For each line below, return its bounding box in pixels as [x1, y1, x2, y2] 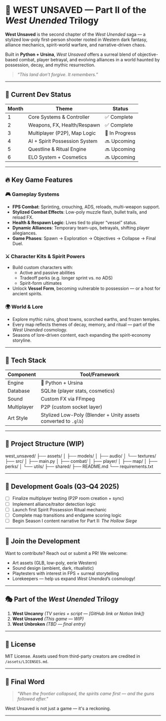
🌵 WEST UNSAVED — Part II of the [5, 4, 147, 16]
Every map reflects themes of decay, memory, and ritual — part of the [12, 321, 155, 328]
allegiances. [12, 230, 37, 236]
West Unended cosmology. [12, 327, 68, 333]
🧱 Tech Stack [5, 356, 46, 365]
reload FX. [12, 215, 34, 221]
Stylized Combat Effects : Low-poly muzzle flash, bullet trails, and [12, 209, 147, 215]
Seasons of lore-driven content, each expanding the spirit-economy [12, 332, 151, 338]
